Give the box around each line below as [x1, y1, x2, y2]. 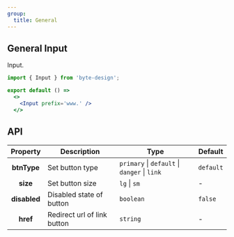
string [119, 215, 141, 223]
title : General [13, 17, 58, 24]
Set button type [47, 162, 99, 172]
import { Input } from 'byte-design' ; [7, 75, 120, 82]
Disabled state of [47, 190, 103, 199]
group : [7, 10, 26, 17]
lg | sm [119, 178, 141, 188]
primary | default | [119, 158, 180, 168]
